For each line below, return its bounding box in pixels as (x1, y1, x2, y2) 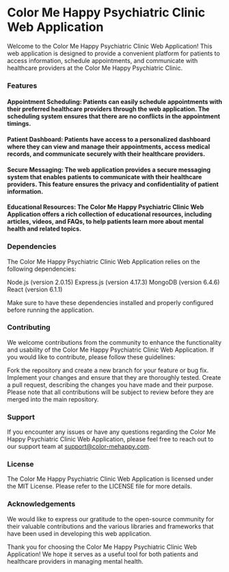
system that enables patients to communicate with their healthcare (7, 172, 202, 181)
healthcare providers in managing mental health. (7, 557, 144, 565)
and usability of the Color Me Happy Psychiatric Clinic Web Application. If (7, 346, 214, 354)
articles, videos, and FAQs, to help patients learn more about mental (7, 218, 204, 226)
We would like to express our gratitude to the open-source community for (7, 515, 214, 523)
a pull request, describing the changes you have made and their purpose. (7, 380, 214, 389)
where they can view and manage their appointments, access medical (7, 142, 211, 151)
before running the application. (7, 306, 94, 314)
